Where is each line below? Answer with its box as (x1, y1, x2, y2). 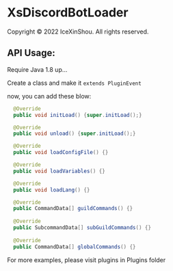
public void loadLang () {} (13, 186, 90, 193)
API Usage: (7, 47, 56, 59)
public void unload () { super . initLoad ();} (13, 130, 136, 138)
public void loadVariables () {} (13, 168, 106, 175)
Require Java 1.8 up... (7, 65, 68, 73)
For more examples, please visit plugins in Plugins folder (7, 255, 166, 264)
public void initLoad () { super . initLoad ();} (13, 112, 142, 118)
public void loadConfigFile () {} (13, 149, 109, 156)
